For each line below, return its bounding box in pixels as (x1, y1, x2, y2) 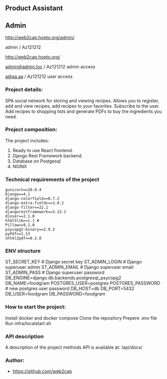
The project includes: (5, 137, 49, 143)
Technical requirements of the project (5, 176, 100, 183)
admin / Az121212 (5, 44, 41, 50)
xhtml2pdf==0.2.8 (5, 236, 42, 241)
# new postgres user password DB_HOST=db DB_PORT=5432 (5, 285, 135, 291)
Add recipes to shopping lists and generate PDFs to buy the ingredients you (5, 108, 162, 114)
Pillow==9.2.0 (5, 222, 35, 228)
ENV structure (5, 248, 41, 255)
